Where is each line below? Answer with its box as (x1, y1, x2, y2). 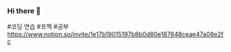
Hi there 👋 (7, 6, 42, 16)
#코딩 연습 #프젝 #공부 (7, 23, 69, 31)
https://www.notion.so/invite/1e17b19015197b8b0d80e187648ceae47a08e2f (7, 30, 224, 38)
